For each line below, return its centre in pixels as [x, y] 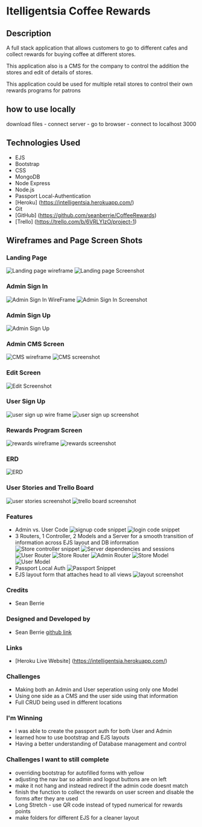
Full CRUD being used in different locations [68, 702]
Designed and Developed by [48, 619]
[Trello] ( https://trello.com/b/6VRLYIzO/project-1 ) [76, 221]
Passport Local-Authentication [53, 196]
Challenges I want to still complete [58, 759]
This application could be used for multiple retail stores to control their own [99, 84]
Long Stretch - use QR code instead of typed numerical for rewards [99, 805]
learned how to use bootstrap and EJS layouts [72, 738]
